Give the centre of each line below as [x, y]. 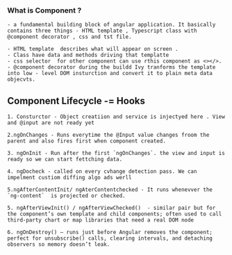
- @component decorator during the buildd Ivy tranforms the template [111, 67]
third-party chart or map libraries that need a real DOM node [101, 220]
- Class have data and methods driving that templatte [88, 55]
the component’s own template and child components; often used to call [115, 214]
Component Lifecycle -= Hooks [76, 100]
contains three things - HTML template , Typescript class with [102, 31]
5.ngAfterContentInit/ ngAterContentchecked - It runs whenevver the [110, 190]
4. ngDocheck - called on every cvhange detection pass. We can [102, 172]
